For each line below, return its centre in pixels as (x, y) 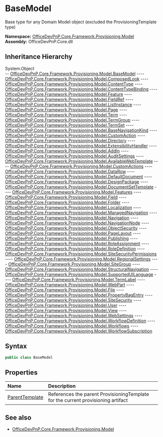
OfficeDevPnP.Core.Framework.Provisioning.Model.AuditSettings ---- (74, 156)
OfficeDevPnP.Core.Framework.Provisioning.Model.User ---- (66, 305)
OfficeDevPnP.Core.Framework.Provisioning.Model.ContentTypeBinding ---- (81, 89)
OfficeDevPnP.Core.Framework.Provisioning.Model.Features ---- (77, 192)
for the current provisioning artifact (88, 400)
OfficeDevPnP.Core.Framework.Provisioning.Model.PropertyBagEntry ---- (79, 295)
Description (62, 386)
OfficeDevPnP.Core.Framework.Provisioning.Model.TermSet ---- (70, 125)
